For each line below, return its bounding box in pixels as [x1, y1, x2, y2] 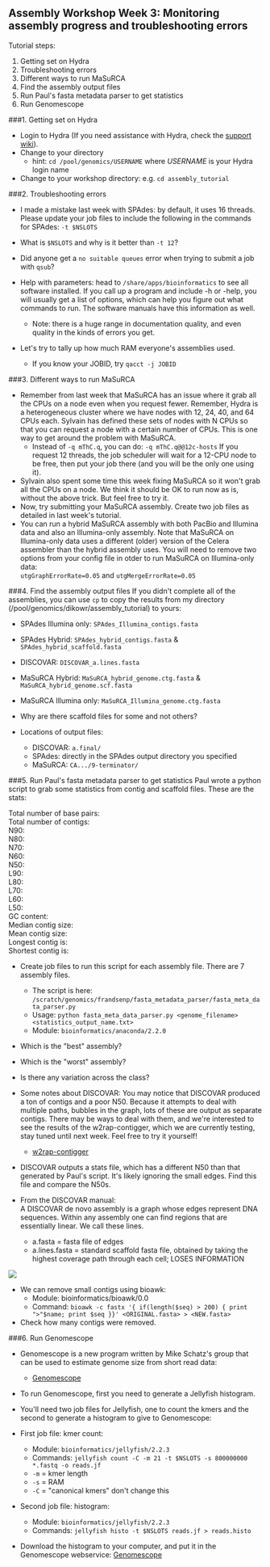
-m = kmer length [31, 1468, 89, 1478]
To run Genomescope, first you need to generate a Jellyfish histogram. [19, 1388, 255, 1398]
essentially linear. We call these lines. [19, 1220, 144, 1231]
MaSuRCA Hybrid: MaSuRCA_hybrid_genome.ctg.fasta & [19, 672, 201, 682]
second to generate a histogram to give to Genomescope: [19, 1413, 212, 1422]
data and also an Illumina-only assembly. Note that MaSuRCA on [19, 527, 235, 537]
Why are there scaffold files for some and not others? [19, 711, 197, 721]
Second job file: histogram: [19, 1501, 110, 1510]
